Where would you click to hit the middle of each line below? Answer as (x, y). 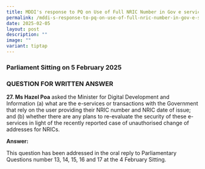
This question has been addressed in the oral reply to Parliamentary (92, 153)
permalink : (20, 18)
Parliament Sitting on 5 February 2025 (64, 67)
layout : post (23, 29)
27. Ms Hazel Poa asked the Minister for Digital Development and (88, 97)
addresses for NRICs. (33, 129)
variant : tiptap (27, 46)
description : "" (27, 35)
